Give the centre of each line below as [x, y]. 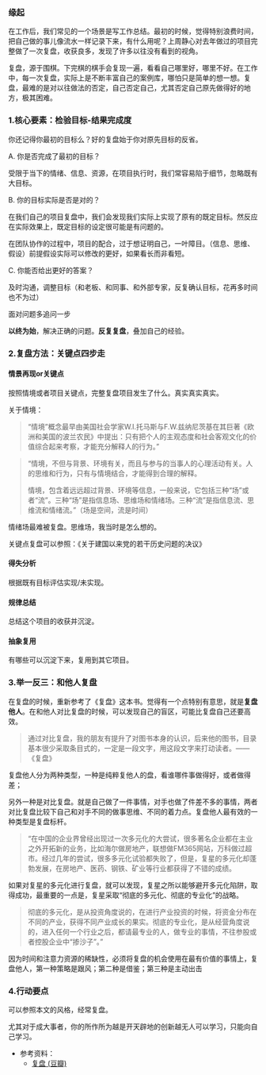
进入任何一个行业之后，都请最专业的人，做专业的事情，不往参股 [146, 931]
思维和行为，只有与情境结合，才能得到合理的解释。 [118, 473]
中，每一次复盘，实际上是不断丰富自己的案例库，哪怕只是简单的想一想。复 [129, 78]
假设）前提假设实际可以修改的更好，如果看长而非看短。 [98, 253]
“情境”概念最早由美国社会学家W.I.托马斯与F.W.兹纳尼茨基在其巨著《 [137, 426]
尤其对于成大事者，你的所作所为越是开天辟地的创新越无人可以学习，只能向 [129, 1027]
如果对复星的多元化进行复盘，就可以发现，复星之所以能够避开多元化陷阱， [129, 885]
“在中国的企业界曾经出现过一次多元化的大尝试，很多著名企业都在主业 [140, 838]
